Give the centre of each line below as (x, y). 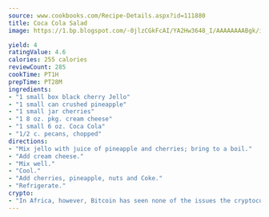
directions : (28, 141)
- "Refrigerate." (37, 186)
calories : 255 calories (48, 60)
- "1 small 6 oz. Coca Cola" (57, 127)
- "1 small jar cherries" (51, 112)
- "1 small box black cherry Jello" (69, 97)
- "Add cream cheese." (46, 156)
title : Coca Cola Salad (48, 23)
